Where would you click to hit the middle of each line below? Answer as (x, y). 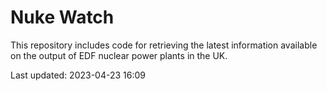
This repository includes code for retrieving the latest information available (164, 45)
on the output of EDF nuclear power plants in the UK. (119, 55)
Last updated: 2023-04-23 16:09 (78, 75)
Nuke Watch (62, 17)
